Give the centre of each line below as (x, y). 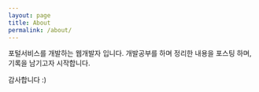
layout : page (30, 15)
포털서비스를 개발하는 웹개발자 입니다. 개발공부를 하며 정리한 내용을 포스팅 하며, (130, 53)
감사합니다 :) (28, 80)
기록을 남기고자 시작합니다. (49, 63)
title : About (30, 23)
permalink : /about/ (40, 30)
